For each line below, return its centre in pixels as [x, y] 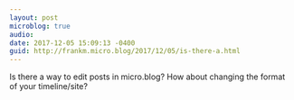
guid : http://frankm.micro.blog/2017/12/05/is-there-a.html [125, 51]
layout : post [34, 18]
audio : [22, 34]
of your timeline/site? [49, 86]
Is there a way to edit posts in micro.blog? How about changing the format [147, 77]
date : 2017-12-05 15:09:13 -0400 [72, 43]
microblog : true [40, 26]
